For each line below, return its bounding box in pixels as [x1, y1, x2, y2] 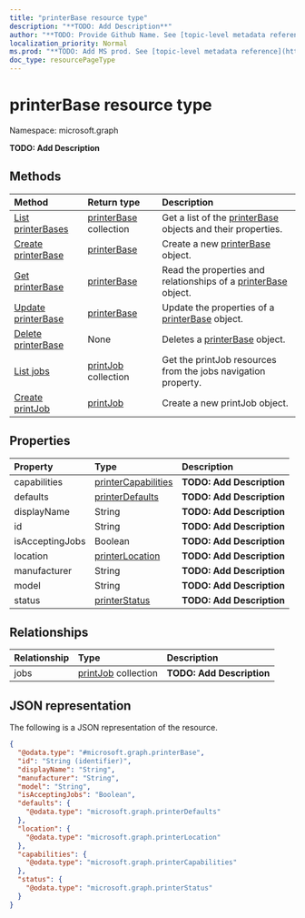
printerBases [14, 222, 69, 235]
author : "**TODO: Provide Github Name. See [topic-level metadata [9, 30, 266, 39]
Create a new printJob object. [162, 397, 289, 409]
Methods [9, 169, 62, 185]
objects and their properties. [162, 222, 283, 235]
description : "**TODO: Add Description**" [9, 22, 172, 31]
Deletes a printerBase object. [162, 333, 286, 346]
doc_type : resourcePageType [9, 55, 116, 65]
